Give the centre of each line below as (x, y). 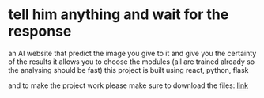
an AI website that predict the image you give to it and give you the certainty (132, 53)
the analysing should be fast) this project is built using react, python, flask (128, 70)
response (40, 31)
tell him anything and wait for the (119, 15)
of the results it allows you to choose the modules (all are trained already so (132, 62)
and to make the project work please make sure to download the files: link (128, 85)
